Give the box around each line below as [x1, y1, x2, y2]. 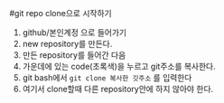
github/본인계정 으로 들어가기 [22, 27, 127, 38]
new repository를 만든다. [22, 39, 113, 49]
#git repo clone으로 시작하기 [9, 8, 112, 18]
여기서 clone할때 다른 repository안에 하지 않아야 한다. [22, 84, 214, 94]
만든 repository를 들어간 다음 [22, 50, 126, 61]
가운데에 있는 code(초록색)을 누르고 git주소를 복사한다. [22, 61, 217, 71]
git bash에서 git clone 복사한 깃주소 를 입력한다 [22, 72, 192, 83]
